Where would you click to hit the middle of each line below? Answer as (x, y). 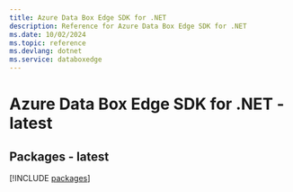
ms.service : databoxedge (56, 59)
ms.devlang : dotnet (46, 51)
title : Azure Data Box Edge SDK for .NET (88, 18)
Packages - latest (59, 156)
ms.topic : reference (48, 43)
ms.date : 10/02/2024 (48, 34)
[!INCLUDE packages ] (50, 178)
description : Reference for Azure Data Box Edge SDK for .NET (128, 26)
